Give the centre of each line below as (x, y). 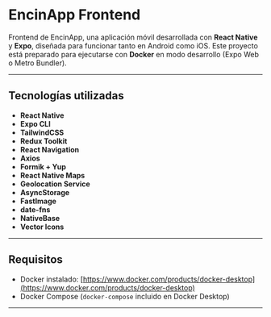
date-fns (35, 209)
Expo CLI (35, 123)
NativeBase (40, 218)
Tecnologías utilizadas (66, 96)
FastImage (38, 201)
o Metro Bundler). (38, 63)
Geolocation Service (55, 184)
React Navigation (50, 149)
